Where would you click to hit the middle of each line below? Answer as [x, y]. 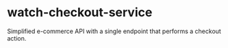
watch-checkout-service [80, 13]
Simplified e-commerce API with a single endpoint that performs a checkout [114, 31]
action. [17, 38]
